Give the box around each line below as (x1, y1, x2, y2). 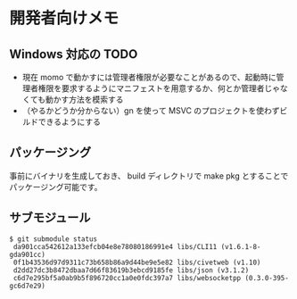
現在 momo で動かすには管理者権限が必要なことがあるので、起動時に (21, 72, 276, 82)
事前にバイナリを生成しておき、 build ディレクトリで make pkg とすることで (9, 170, 289, 181)
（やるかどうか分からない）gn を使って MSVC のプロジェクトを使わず (21, 105, 280, 116)
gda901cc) (9, 250, 46, 259)
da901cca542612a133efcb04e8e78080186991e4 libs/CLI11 (12, 242, 218, 251)
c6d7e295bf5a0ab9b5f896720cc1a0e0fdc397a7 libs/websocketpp (12, 273, 242, 282)
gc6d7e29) (9, 281, 46, 290)
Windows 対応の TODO (9, 46, 138, 62)
